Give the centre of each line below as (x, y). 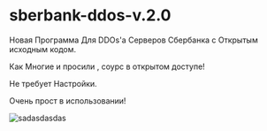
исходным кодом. (43, 49)
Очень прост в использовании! (68, 100)
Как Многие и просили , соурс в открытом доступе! (107, 66)
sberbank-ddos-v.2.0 (90, 15)
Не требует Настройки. (53, 83)
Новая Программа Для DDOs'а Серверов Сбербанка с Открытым (133, 40)
